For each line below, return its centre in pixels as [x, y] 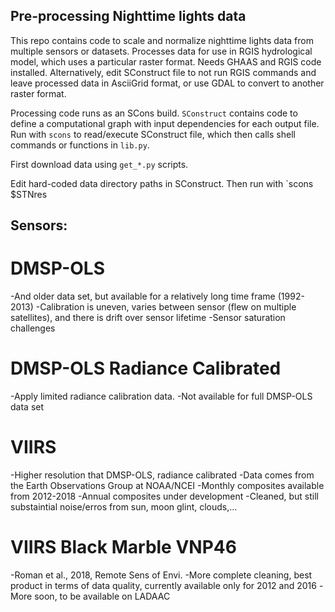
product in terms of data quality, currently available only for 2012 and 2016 [163, 585]
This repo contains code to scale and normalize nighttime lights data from [162, 40]
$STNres [29, 194]
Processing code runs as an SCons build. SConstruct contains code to [154, 113]
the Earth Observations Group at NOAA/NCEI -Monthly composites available [167, 486]
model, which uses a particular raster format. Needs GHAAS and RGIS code [166, 61]
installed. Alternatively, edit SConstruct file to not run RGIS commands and [163, 72]
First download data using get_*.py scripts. [99, 164]
